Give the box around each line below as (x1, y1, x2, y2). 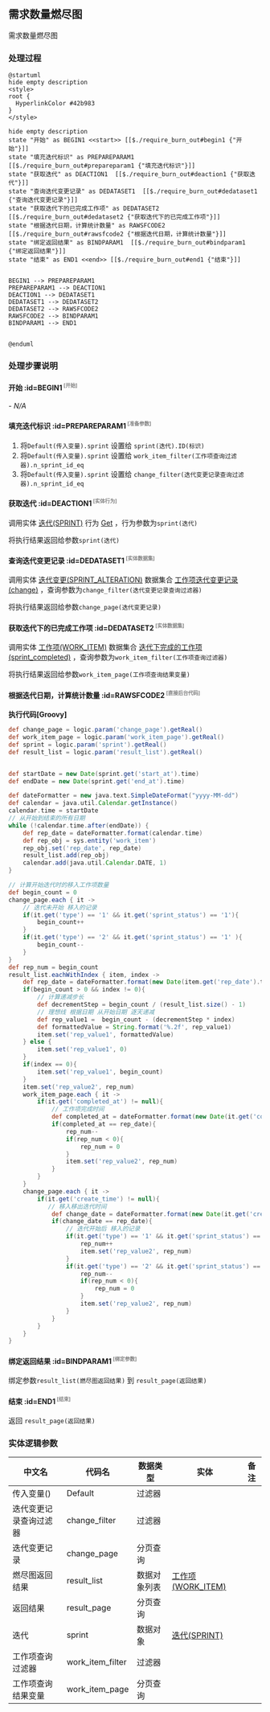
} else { (22, 1038, 52, 1046)
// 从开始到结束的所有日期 (8, 815, 86, 823)
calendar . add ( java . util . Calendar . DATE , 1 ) (22, 859, 167, 867)
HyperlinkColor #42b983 (15, 100, 95, 108)
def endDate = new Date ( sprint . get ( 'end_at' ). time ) (8, 777, 185, 786)
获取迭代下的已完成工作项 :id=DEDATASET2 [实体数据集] (8, 622, 185, 633)
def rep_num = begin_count (8, 963, 99, 971)
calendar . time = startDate (8, 807, 99, 815)
